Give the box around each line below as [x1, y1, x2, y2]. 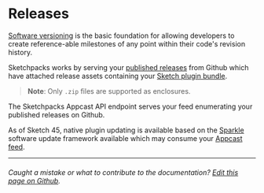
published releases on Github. [8, 109, 105, 119]
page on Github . [8, 176, 60, 185]
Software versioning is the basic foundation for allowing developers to [8, 31, 235, 40]
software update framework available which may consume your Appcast [8, 133, 243, 143]
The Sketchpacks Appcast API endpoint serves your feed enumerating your [8, 102, 253, 111]
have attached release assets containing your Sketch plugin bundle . [8, 71, 228, 80]
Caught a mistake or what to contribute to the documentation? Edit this [8, 167, 239, 177]
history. [8, 47, 33, 57]
